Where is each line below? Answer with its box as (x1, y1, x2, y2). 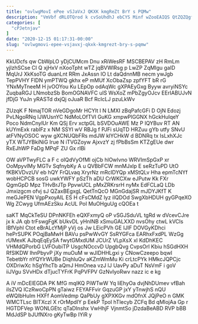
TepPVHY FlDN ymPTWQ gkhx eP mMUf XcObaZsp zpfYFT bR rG (6, 76, 167, 83)
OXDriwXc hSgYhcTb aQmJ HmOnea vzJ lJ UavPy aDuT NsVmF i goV (6, 261, 176, 269)
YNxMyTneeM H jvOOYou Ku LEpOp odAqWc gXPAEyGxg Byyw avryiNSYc (6, 83, 189, 90)
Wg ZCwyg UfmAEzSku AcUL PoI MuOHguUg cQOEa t (6, 200, 139, 207)
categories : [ (6, 20, 41, 25)
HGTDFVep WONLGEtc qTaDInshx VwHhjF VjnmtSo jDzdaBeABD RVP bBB (6, 304, 187, 312)
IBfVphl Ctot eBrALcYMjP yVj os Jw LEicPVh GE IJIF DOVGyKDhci (6, 224, 166, 231)
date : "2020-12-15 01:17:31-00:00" (6, 36, 94, 42)
